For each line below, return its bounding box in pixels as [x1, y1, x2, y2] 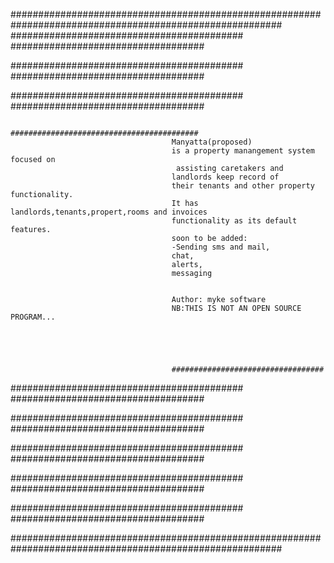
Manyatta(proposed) [171, 137, 253, 147]
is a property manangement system [171, 146, 315, 156]
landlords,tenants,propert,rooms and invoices [10, 207, 208, 217]
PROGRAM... [10, 312, 56, 322]
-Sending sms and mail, [171, 242, 271, 252]
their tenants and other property [171, 181, 315, 191]
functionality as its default [171, 216, 298, 226]
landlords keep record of [171, 172, 280, 182]
